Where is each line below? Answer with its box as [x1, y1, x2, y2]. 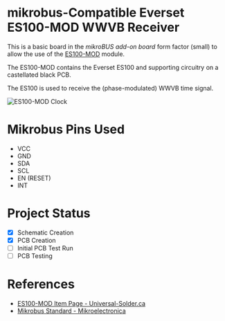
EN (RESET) [17, 174, 51, 182]
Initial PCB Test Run [17, 244, 74, 252]
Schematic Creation [17, 228, 74, 237]
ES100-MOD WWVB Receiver [7, 19, 180, 35]
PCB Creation [17, 236, 57, 244]
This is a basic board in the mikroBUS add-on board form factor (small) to [7, 42, 218, 51]
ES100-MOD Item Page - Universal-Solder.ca [17, 300, 146, 307]
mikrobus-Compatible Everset [7, 5, 185, 21]
